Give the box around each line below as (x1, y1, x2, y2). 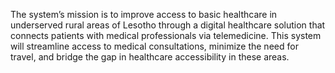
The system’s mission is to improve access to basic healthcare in (10, 9, 278, 20)
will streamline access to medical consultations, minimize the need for (10, 40, 299, 52)
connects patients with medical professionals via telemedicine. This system (10, 30, 322, 41)
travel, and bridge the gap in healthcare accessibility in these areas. (10, 51, 290, 63)
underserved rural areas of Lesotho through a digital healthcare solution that (10, 19, 326, 31)
